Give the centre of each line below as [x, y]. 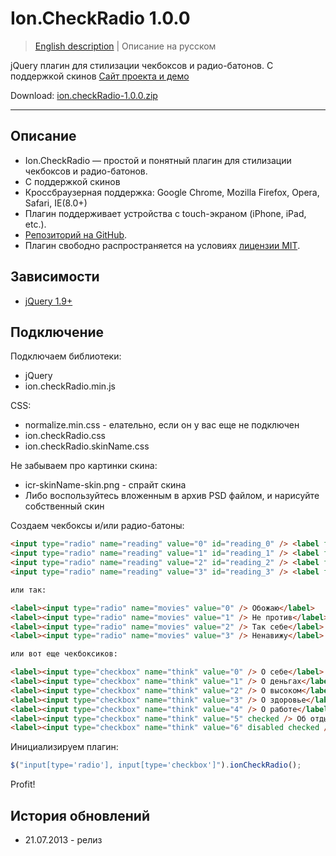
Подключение [57, 332]
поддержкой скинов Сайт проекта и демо [100, 76]
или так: [28, 590]
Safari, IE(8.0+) [56, 203]
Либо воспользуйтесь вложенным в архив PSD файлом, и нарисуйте [172, 496]
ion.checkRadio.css [65, 436]
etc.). [35, 224]
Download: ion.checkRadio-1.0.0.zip [84, 95]
